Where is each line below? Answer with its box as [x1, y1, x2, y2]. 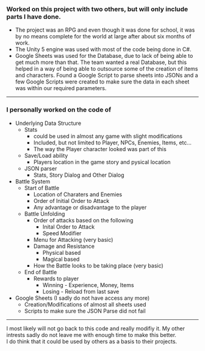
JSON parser [24, 165, 57, 172]
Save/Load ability [24, 152, 68, 159]
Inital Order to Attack [42, 223, 95, 230]
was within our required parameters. [15, 85, 107, 92]
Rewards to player [33, 275, 79, 282]
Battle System [15, 177, 51, 185]
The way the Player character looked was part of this [33, 145, 167, 152]
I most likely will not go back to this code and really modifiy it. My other [6, 325, 185, 332]
